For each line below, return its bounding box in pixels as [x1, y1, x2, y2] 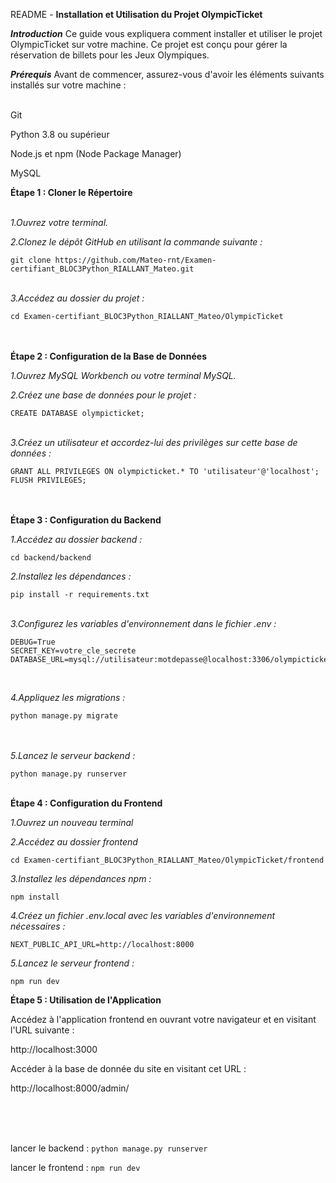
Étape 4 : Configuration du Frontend [10, 797, 163, 809]
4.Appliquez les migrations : [10, 692, 126, 703]
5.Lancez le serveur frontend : [10, 957, 135, 969]
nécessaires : [10, 920, 66, 932]
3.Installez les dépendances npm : [10, 873, 152, 884]
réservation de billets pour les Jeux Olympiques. [10, 49, 210, 61]
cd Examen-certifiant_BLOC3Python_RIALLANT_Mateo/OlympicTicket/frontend [10, 855, 325, 865]
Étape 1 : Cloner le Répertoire [10, 187, 133, 198]
